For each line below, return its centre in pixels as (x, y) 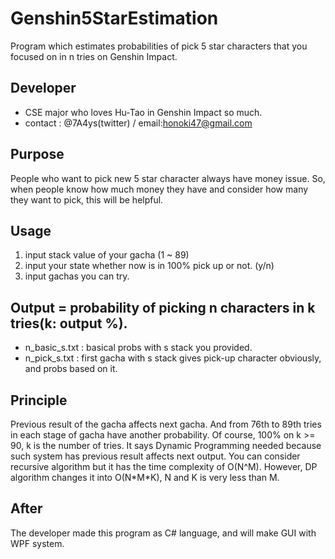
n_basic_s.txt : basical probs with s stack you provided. (138, 348)
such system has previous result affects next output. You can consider (155, 456)
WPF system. (37, 543)
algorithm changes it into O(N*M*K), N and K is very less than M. (145, 477)
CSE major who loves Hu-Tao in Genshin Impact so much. (143, 112)
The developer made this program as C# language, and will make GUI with (163, 533)
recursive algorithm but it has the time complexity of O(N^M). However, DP (164, 466)
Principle (39, 400)
